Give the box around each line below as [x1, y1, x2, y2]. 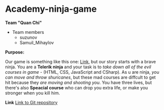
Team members [12, 29, 44, 35]
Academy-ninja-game [5, 3, 97, 15]
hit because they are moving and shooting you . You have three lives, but [5, 80, 152, 85]
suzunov [19, 34, 37, 40]
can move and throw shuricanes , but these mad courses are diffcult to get [5, 74, 156, 80]
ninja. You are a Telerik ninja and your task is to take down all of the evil [5, 64, 151, 70]
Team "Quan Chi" [5, 20, 42, 26]
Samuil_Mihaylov [19, 39, 54, 45]
